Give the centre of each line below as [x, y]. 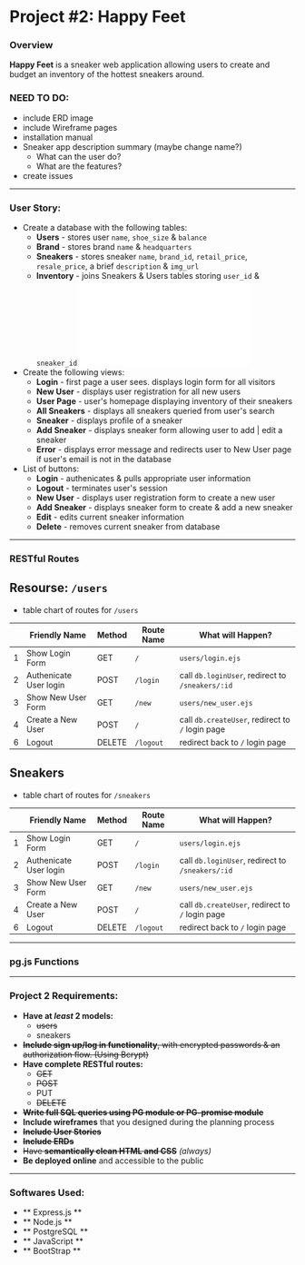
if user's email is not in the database [104, 460]
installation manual [58, 137]
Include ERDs [48, 1141]
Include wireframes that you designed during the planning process [148, 1122]
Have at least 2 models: [68, 1015]
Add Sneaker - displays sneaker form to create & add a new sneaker [164, 508]
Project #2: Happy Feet [98, 17]
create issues [48, 175]
